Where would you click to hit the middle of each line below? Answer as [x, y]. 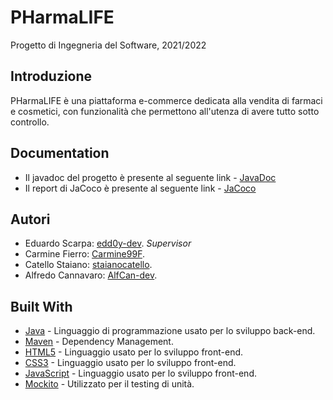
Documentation [60, 153]
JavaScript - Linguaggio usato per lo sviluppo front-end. [140, 373]
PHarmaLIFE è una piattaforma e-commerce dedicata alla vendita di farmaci [166, 100]
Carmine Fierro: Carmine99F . [84, 254]
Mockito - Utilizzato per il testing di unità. [109, 384]
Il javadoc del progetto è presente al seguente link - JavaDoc [150, 177]
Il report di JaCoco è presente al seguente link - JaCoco [140, 188]
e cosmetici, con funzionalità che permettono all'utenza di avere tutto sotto [165, 111]
